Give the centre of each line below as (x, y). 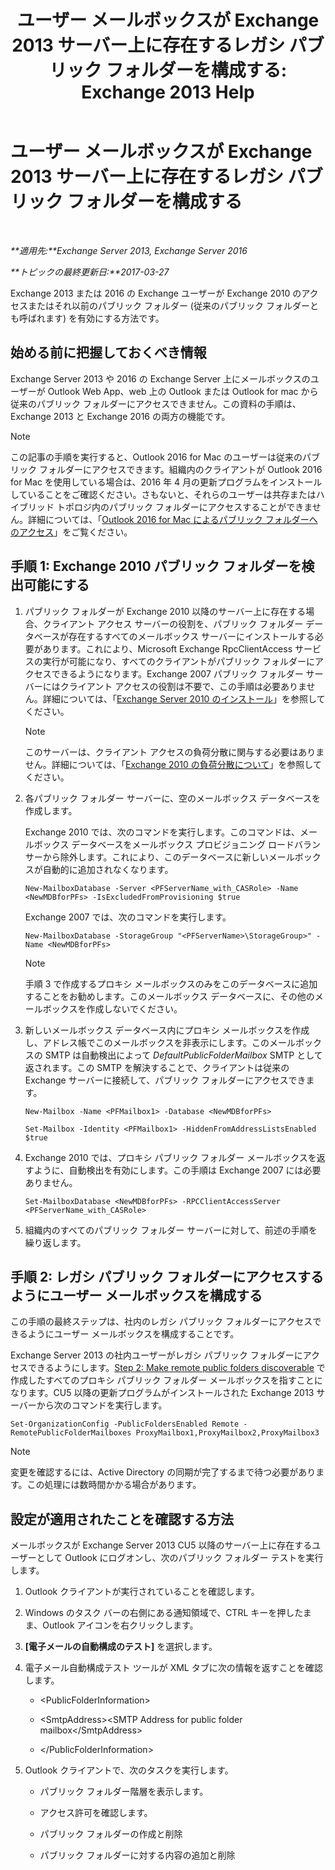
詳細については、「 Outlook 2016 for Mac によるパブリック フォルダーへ (172, 519)
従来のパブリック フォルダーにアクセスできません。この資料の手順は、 (156, 403)
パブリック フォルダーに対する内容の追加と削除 (137, 1855)
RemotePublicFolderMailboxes (71, 1433)
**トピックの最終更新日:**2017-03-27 (90, 272)
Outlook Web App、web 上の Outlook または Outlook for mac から (183, 391)
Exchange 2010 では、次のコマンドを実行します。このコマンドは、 (162, 832)
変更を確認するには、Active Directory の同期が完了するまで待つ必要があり (163, 1472)
